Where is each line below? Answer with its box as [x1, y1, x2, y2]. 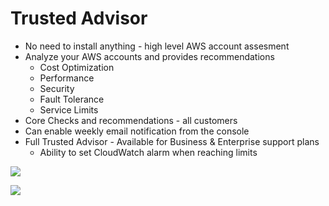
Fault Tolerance [39, 93, 105, 105]
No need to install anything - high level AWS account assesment [24, 40, 290, 52]
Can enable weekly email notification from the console [24, 125, 250, 137]
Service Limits [39, 103, 99, 116]
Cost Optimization [39, 61, 115, 73]
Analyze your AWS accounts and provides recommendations [24, 50, 275, 62]
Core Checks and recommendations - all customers [24, 114, 238, 126]
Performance [39, 72, 95, 84]
